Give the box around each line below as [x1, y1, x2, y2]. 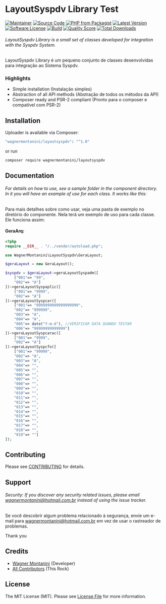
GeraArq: [5, 228, 25, 234]
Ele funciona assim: [5, 217, 45, 223]
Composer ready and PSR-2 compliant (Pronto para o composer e [12, 97, 147, 103]
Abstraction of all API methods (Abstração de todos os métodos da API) [12, 91, 159, 97]
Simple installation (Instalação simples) [12, 86, 92, 92]
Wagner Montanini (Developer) [12, 560, 75, 566]
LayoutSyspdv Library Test [5, 3, 119, 15]
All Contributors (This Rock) [12, 565, 69, 572]
